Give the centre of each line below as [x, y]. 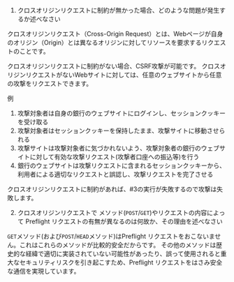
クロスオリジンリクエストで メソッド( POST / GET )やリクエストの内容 [112, 213]
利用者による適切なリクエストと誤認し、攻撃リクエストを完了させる [115, 174]
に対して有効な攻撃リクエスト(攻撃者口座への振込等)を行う [115, 157]
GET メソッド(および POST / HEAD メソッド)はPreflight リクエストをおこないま [111, 236]
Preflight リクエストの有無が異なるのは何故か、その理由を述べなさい [124, 221]
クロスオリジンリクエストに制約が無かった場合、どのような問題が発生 [118, 10]
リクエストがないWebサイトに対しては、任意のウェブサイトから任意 [124, 75]
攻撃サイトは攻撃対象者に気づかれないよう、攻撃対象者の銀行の [109, 148]
